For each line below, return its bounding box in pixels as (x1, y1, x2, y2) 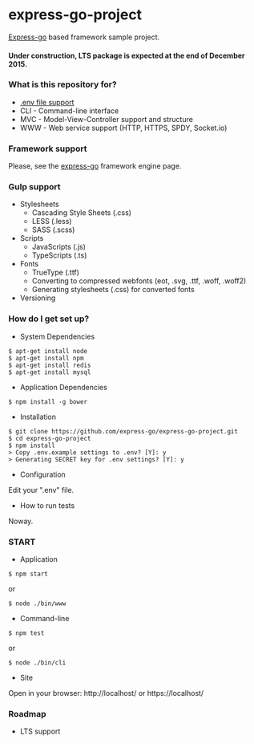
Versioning (19, 293, 56, 303)
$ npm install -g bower (8, 397, 88, 406)
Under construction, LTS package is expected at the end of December (8, 51, 246, 60)
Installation (19, 412, 57, 421)
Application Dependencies (19, 382, 108, 392)
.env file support (19, 97, 75, 107)
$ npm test (8, 629, 45, 637)
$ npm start (8, 570, 48, 579)
